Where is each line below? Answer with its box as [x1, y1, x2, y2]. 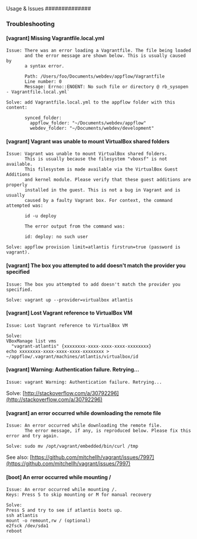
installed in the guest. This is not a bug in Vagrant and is [24, 187, 181, 193]
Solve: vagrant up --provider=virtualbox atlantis [6, 297, 133, 303]
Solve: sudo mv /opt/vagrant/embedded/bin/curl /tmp [6, 444, 139, 450]
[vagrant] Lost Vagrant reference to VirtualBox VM [6, 309, 133, 316]
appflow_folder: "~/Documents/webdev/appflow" [29, 120, 146, 126]
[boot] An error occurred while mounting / [6, 473, 111, 480]
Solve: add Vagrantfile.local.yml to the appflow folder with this [6, 100, 176, 105]
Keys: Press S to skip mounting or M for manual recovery [6, 492, 152, 498]
